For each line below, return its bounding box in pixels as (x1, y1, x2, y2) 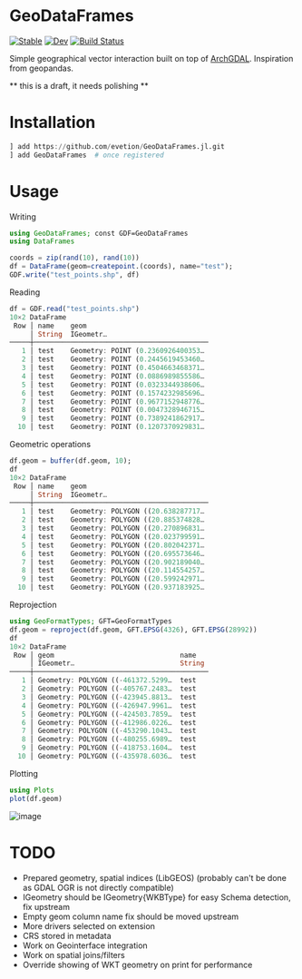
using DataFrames (9, 237, 75, 246)
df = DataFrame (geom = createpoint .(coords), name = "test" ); (9, 262, 233, 271)
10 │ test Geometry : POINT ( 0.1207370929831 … (17, 423, 205, 432)
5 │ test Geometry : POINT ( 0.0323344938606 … (21, 380, 205, 389)
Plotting (9, 768, 39, 778)
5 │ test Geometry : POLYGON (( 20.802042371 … (21, 541, 205, 550)
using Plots (9, 786, 54, 795)
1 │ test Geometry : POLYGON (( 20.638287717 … (21, 507, 205, 516)
